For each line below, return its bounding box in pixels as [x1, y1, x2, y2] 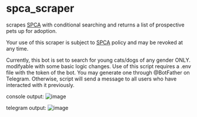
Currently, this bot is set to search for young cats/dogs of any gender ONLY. [6, 56, 191, 63]
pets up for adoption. [6, 27, 57, 34]
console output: [6, 93, 44, 100]
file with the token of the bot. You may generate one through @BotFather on [6, 69, 190, 76]
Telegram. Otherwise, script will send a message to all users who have [6, 75, 177, 82]
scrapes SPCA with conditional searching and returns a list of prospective [6, 21, 185, 28]
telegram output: [6, 104, 46, 111]
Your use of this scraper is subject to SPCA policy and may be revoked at [6, 39, 183, 46]
